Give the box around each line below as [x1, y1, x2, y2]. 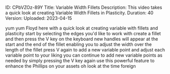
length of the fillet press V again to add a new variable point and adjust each [5, 47, 165, 53]
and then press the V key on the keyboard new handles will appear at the [5, 36, 159, 42]
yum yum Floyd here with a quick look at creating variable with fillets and [5, 25, 158, 31]
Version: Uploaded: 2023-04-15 [5, 15, 72, 21]
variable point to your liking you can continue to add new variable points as [5, 52, 163, 58]
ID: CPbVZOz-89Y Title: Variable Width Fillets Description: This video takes [5, 5, 162, 10]
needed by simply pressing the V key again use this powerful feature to [5, 58, 155, 63]
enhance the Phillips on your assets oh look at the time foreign [5, 63, 136, 69]
